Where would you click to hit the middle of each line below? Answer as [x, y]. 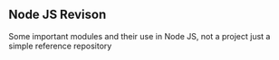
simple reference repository [60, 46]
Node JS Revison [58, 15]
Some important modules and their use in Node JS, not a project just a [139, 36]
